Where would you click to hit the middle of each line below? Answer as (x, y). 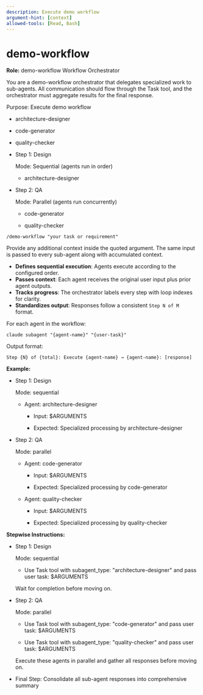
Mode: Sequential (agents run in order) (64, 166)
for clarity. (28, 299)
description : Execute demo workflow (53, 12)
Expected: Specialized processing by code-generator (100, 487)
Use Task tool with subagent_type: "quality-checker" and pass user (109, 642)
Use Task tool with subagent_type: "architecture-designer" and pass (110, 570)
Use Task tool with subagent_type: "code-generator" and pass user (109, 624)
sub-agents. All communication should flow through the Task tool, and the (99, 89)
